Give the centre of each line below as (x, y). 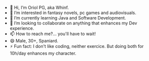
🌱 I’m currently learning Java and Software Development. (68, 18)
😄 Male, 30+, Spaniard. (34, 41)
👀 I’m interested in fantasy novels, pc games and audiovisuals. (73, 13)
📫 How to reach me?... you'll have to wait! (53, 34)
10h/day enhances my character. (43, 53)
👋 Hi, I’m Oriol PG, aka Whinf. (39, 8)
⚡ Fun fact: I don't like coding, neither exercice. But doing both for (77, 46)
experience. (22, 28)
